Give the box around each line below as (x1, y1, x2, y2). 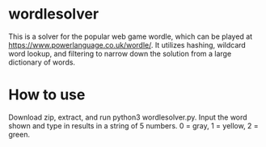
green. (8, 129, 31, 139)
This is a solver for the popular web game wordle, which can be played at (8, 31, 253, 41)
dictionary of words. (8, 57, 75, 67)
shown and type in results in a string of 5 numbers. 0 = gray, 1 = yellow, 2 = (8, 120, 259, 130)
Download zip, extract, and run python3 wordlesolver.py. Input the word (8, 112, 248, 122)
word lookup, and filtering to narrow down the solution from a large (8, 48, 232, 58)
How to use (8, 86, 86, 104)
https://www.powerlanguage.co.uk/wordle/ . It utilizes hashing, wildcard (8, 40, 247, 49)
